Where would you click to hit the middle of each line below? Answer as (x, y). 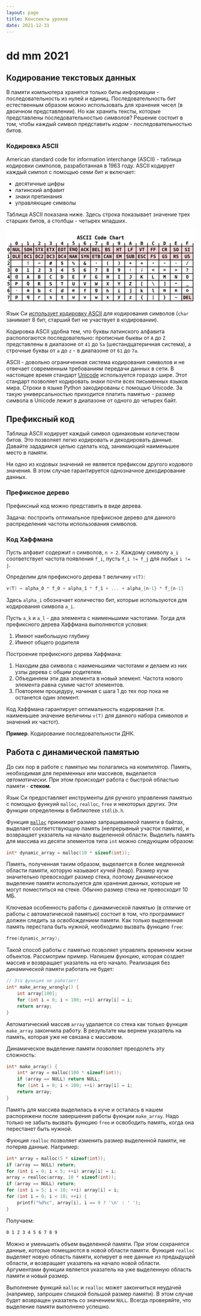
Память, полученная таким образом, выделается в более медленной (95, 864)
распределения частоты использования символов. (72, 524)
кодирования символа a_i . (40, 606)
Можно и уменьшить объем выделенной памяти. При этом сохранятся (98, 1244)
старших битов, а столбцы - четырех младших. (67, 221)
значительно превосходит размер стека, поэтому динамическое (90, 877)
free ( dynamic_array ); (33, 939)
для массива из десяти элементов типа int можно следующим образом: (100, 841)
